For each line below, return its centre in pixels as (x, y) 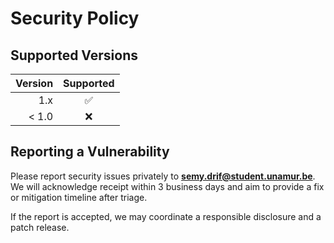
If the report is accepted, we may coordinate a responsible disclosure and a (166, 216)
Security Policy (75, 18)
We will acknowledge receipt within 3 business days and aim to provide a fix (167, 186)
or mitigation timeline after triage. (79, 197)
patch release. (40, 227)
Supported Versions (74, 55)
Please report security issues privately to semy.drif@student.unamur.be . (163, 176)
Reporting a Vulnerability (90, 152)
